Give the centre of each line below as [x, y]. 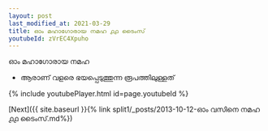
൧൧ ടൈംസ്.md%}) [41, 119]
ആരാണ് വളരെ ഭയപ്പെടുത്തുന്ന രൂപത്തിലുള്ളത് [97, 78]
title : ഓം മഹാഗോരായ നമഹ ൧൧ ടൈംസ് [77, 31]
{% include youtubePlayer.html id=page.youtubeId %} [99, 94]
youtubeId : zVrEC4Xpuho [49, 38]
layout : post [30, 16]
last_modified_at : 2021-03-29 [60, 23]
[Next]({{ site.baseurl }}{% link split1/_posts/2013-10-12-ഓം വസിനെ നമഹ [134, 109]
